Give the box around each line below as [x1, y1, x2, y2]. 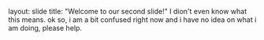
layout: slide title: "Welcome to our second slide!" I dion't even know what [8, 7, 247, 16]
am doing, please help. [8, 24, 83, 32]
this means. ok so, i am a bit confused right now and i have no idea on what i [8, 15, 257, 24]
